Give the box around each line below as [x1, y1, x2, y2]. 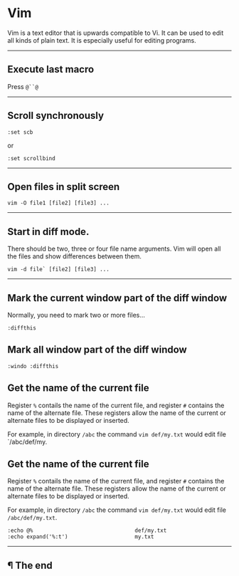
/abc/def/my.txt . [7, 513, 58, 522]
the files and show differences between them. [7, 252, 142, 261]
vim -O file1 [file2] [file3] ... [7, 199, 110, 207]
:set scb [7, 128, 33, 136]
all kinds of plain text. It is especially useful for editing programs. [7, 36, 197, 44]
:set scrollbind [7, 155, 55, 162]
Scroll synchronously [7, 110, 105, 122]
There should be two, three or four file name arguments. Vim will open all [7, 244, 221, 253]
